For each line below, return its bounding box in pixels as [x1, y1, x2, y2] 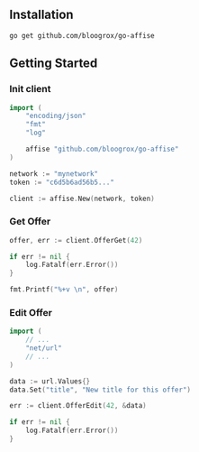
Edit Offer [9, 306, 52, 318]
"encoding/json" [25, 112, 87, 121]
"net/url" [25, 344, 63, 353]
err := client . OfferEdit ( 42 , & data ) [9, 401, 147, 410]
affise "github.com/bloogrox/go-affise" [25, 144, 179, 153]
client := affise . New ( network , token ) [9, 194, 155, 203]
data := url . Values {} [9, 376, 91, 386]
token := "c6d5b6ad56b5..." [9, 178, 115, 187]
